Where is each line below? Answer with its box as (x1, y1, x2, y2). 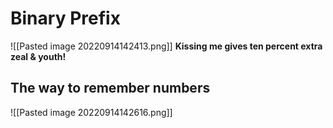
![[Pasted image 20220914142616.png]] (10, 106, 173, 118)
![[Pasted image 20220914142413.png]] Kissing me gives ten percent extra (10, 40, 323, 52)
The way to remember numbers (10, 80, 211, 97)
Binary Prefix (10, 7, 121, 30)
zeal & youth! (10, 50, 67, 62)
